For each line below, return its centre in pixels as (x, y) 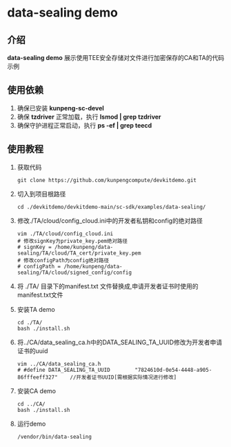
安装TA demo (36, 309)
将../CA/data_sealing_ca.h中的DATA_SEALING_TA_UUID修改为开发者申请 (120, 342)
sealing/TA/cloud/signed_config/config (74, 272)
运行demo (31, 424)
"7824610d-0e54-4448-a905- (173, 370)
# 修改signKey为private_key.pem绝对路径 (72, 241)
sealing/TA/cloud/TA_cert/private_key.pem (79, 253)
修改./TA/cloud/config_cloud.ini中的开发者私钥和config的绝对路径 (110, 220)
